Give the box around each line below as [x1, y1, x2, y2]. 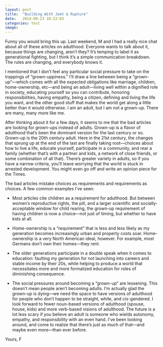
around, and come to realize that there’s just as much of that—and [12, 322, 145, 328]
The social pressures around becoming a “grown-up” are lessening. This [12, 280, 158, 286]
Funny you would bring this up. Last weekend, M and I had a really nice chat [5, 38, 158, 44]
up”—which [5, 79, 29, 85]
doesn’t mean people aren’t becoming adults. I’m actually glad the [12, 286, 145, 292]
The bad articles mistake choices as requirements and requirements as [5, 181, 147, 186]
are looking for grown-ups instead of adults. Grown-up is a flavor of [5, 125, 141, 130]
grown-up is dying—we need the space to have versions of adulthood [12, 291, 152, 297]
